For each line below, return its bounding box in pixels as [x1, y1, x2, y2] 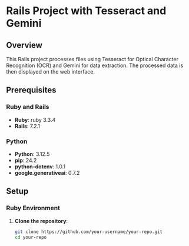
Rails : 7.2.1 [14, 122, 40, 129]
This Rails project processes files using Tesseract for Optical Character [6, 56, 178, 62]
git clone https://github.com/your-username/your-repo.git [14, 228, 163, 235]
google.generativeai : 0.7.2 [14, 169, 80, 176]
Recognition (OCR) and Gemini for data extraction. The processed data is [6, 62, 184, 69]
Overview [6, 40, 43, 50]
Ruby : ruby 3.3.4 [14, 116, 56, 123]
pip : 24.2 [14, 157, 37, 164]
